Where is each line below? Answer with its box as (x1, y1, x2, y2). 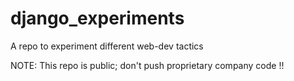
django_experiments (10, 7, 185, 30)
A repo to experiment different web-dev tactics (10, 40, 204, 52)
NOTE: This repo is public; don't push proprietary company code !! (10, 59, 285, 71)
